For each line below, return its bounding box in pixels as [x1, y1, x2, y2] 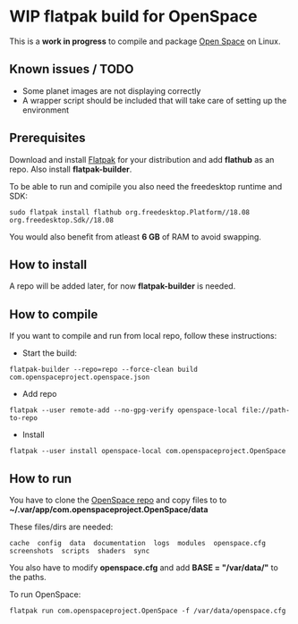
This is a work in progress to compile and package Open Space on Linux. [9, 36, 281, 46]
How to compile [9, 307, 98, 322]
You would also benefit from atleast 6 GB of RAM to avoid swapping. [9, 231, 262, 242]
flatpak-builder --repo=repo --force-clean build [9, 365, 199, 375]
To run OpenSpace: [9, 589, 81, 600]
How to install [9, 257, 88, 272]
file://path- [241, 406, 291, 415]
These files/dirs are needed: [9, 521, 114, 532]
